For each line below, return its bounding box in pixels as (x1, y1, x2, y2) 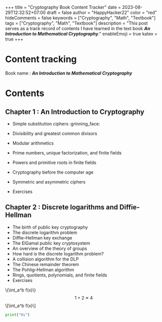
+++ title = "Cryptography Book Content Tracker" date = (5, 4, 121, 10)
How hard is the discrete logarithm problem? (12, 250, 104, 256)
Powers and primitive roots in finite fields (12, 159, 97, 165)
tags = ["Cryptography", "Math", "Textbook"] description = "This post (5, 20, 148, 26)
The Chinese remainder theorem (12, 261, 79, 267)
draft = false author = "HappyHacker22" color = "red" (46, 9, 157, 15)
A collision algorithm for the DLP (12, 256, 79, 262)
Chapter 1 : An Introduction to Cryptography (5, 107, 145, 116)
